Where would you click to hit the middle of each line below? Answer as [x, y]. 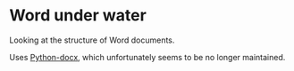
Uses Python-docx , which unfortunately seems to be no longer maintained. [147, 57]
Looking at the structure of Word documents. [92, 40]
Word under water [78, 16]
